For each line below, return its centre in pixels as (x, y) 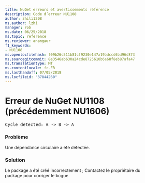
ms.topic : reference (26, 37)
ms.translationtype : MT (29, 63)
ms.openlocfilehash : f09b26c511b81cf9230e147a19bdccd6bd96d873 (70, 54)
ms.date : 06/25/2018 (26, 32)
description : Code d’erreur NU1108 (41, 14)
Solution (15, 160)
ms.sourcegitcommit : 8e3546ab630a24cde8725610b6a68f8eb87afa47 (70, 59)
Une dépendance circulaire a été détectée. (48, 147)
